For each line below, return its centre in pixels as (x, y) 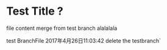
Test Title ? (35, 11)
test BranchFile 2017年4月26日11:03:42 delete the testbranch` (84, 40)
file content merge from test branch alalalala (62, 28)
